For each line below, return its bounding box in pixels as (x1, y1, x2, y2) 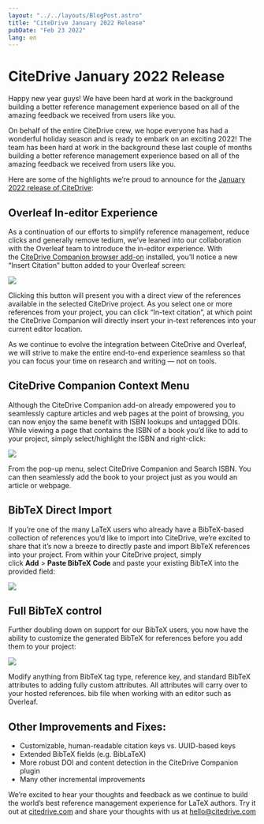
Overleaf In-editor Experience (8, 206, 158, 220)
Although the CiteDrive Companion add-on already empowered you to (8, 400, 236, 409)
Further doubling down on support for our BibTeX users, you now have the (8, 625, 249, 634)
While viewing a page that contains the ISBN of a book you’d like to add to (8, 425, 248, 435)
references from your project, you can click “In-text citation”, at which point (8, 307, 253, 317)
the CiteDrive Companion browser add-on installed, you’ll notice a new (8, 252, 238, 261)
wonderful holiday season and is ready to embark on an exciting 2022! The (8, 134, 252, 144)
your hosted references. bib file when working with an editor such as (8, 689, 232, 698)
